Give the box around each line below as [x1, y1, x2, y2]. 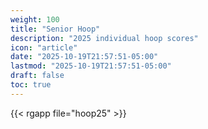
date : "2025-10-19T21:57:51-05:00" [10, 52, 159, 62]
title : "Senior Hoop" [10, 24, 101, 34]
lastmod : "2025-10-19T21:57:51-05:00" [10, 61, 172, 71]
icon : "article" [10, 42, 78, 53]
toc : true [10, 80, 52, 90]
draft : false [10, 71, 65, 81]
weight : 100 [10, 14, 60, 25]
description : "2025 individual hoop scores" [10, 33, 199, 43]
